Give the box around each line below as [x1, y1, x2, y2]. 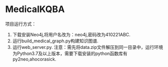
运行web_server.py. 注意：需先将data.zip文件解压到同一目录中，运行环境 [12, 44, 163, 50]
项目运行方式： [5, 21, 36, 27]
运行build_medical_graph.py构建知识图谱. [12, 38, 99, 44]
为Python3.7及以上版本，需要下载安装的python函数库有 [12, 50, 128, 56]
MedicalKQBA [5, 4, 65, 15]
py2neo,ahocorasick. [12, 56, 56, 62]
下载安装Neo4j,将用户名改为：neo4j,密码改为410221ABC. [12, 31, 131, 37]
